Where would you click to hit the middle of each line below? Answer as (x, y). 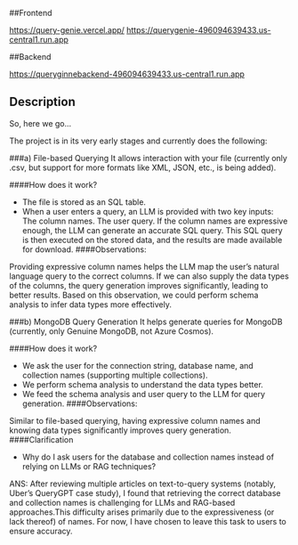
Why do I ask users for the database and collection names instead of (148, 457)
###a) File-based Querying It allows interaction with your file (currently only (148, 158)
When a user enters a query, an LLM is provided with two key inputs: (148, 211)
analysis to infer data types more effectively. (90, 304)
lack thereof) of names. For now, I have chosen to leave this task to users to (148, 521)
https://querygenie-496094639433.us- (198, 30)
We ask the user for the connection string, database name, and (137, 365)
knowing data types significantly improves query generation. (120, 430)
